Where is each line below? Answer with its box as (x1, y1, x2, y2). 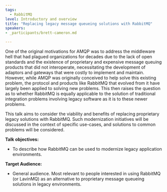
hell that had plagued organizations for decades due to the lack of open (5, 54, 153, 60)
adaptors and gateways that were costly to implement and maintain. (5, 70, 145, 75)
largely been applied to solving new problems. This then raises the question (5, 86, 161, 91)
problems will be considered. (5, 127, 65, 132)
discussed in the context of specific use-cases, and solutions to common (5, 121, 156, 127)
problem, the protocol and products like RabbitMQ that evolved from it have (5, 80, 160, 86)
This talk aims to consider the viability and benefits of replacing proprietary (5, 111, 160, 117)
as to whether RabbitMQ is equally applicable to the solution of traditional (5, 91, 156, 96)
